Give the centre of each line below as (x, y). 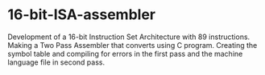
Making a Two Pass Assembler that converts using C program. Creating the (132, 45)
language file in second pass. (56, 62)
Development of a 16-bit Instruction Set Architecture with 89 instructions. (129, 37)
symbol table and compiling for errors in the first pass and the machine (125, 53)
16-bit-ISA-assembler (82, 15)
